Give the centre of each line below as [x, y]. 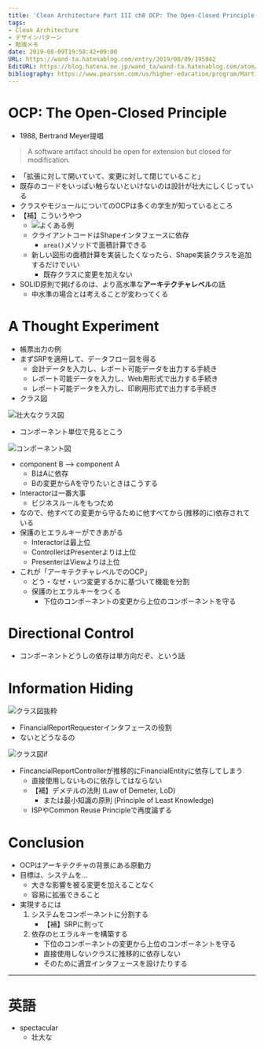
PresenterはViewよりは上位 [75, 561]
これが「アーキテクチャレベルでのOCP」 [85, 572]
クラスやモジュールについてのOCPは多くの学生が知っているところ [126, 205]
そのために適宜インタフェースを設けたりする [115, 963]
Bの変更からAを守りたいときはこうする [95, 483]
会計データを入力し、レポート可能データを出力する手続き [124, 368]
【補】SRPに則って [73, 924]
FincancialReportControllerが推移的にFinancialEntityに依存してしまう [131, 771]
